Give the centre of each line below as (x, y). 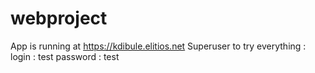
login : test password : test (65, 56)
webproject (59, 18)
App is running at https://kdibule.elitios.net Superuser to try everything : (158, 46)
